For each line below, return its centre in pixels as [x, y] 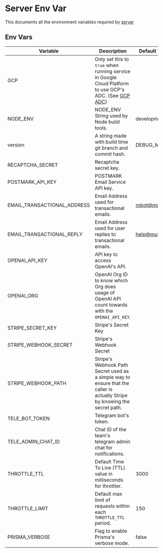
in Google [106, 77]
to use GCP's [109, 89]
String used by [111, 116]
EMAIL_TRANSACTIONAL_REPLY [45, 234]
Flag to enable [111, 531]
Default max [108, 494]
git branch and [111, 148]
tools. [101, 128]
